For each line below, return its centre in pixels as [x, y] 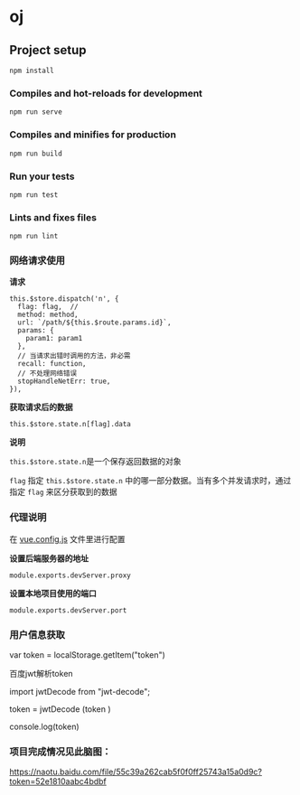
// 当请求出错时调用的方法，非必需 [74, 356]
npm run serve [36, 112]
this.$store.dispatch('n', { [64, 299]
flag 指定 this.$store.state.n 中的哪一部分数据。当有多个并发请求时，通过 [150, 481]
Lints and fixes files [53, 217]
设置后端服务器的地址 [49, 558]
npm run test [34, 195]
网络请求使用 [37, 261]
